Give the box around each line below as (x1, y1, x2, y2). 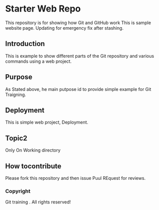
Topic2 (5, 134, 28, 142)
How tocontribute (5, 162, 62, 170)
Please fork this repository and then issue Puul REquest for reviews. (5, 175, 146, 181)
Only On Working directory (5, 147, 61, 153)
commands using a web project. (5, 58, 72, 64)
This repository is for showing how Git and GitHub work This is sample (5, 20, 151, 26)
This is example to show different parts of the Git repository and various (5, 53, 154, 59)
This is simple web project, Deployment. (5, 119, 89, 126)
